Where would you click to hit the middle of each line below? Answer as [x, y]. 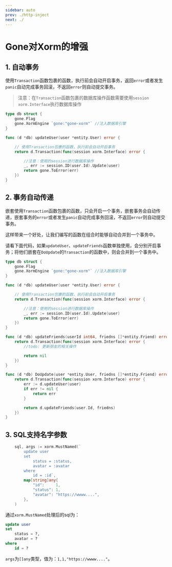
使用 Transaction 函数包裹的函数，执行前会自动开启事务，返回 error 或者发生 [84, 81]
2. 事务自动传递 [29, 198]
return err [44, 394]
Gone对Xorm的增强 [47, 47]
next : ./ [15, 20]
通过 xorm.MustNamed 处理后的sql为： [42, 515]
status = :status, [52, 461]
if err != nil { [41, 389]
